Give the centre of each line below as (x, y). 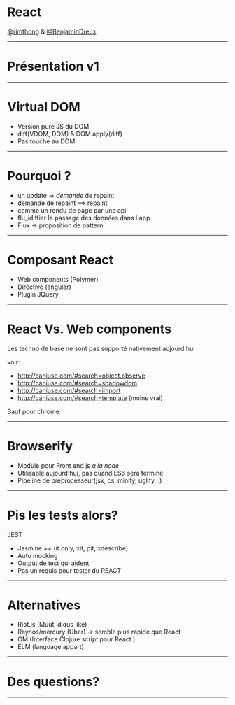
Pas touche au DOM (46, 141)
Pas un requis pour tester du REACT (69, 570)
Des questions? (54, 682)
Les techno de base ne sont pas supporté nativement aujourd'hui (101, 348)
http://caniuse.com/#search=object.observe (81, 376)
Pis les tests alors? (63, 515)
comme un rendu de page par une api (72, 210)
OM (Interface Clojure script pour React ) (76, 639)
